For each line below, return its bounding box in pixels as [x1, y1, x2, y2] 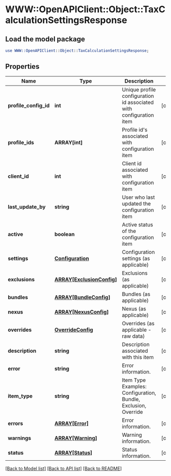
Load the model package [5, 35, 85, 43]
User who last [122, 194, 155, 201]
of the [122, 227, 136, 234]
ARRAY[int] [54, 139, 83, 146]
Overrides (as [122, 320, 155, 327]
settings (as [122, 255, 150, 262]
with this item [122, 353, 154, 360]
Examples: [122, 383, 147, 390]
